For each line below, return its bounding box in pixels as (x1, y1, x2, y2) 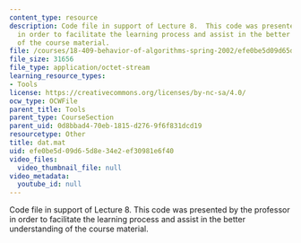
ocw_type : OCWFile (9, 96, 78, 106)
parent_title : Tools (9, 105, 87, 114)
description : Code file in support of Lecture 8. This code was (9, 22, 258, 30)
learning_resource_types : (9, 72, 106, 81)
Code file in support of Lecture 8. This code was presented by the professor (9, 204, 290, 215)
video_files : (9, 154, 58, 164)
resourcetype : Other (9, 130, 87, 139)
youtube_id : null (17, 180, 82, 189)
